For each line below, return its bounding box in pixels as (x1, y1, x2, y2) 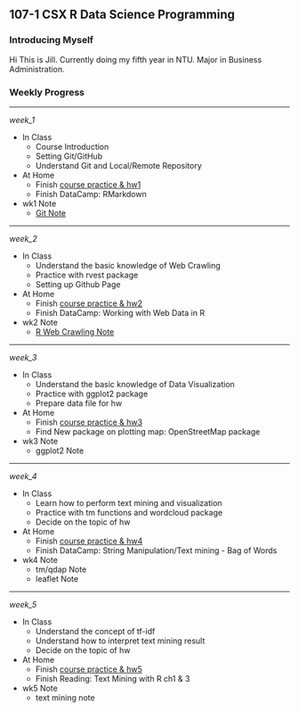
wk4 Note (21, 554, 58, 565)
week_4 (9, 470, 37, 481)
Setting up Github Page (35, 278, 121, 289)
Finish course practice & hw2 (35, 298, 142, 309)
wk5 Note (21, 683, 58, 693)
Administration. (9, 63, 65, 74)
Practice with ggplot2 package (35, 388, 149, 399)
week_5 (9, 599, 37, 609)
